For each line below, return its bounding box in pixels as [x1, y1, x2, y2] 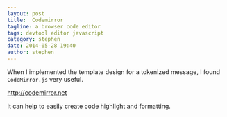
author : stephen [7, 49, 54, 56]
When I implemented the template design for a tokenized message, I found [7, 67, 221, 76]
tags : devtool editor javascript [7, 29, 104, 37]
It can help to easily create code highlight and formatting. [7, 102, 171, 110]
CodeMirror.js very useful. [7, 75, 83, 83]
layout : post [7, 10, 45, 17]
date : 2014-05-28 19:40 [7, 42, 76, 49]
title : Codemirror [7, 17, 64, 24]
